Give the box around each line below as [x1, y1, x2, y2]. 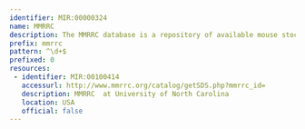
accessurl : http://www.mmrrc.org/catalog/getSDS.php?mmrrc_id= [21, 81, 266, 90]
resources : [9, 64, 51, 74]
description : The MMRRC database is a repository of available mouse [9, 30, 279, 39]
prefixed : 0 [9, 55, 54, 64]
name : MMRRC [9, 22, 54, 31]
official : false [21, 106, 84, 115]
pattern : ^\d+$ [9, 47, 67, 56]
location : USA [21, 97, 75, 107]
